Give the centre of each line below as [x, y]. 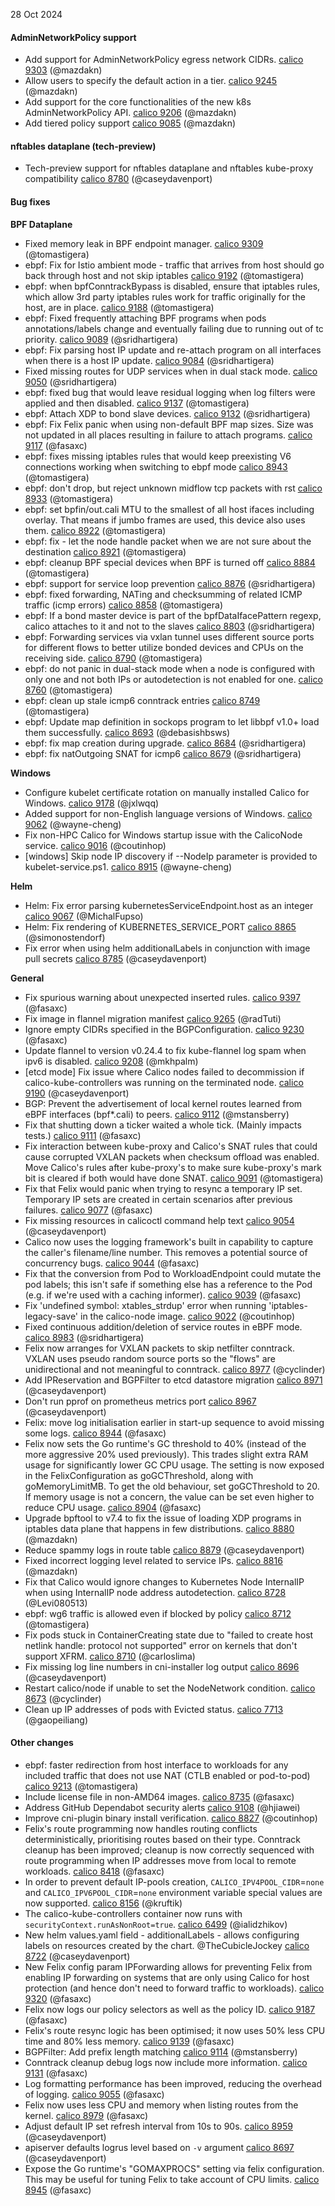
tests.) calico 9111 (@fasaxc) [83, 1135]
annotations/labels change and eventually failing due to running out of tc [174, 328]
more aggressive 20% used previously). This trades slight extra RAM [166, 1454]
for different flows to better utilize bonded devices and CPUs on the [164, 647]
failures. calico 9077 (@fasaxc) [88, 1210]
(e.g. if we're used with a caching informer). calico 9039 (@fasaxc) [163, 1295]
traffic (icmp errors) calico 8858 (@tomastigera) [123, 605]
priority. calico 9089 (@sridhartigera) [101, 339]
